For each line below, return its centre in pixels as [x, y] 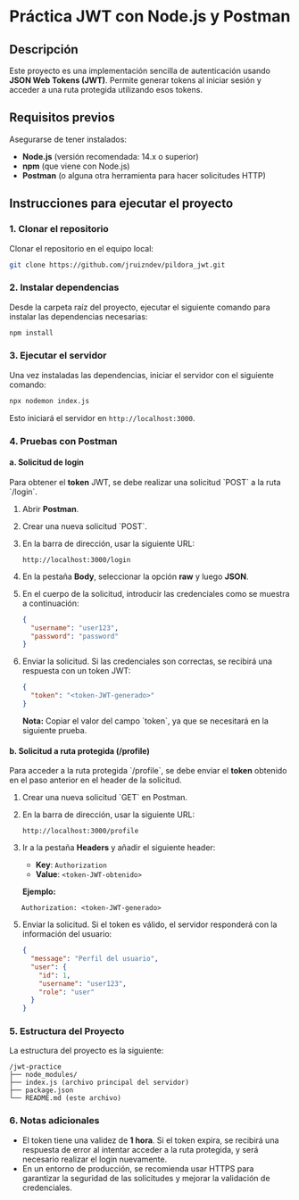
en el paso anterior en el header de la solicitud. [96, 780]
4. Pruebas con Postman [63, 441]
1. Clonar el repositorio [59, 229]
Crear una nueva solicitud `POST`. [84, 526]
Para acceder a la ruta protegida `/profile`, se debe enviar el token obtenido [148, 771]
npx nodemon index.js [50, 401]
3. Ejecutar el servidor [58, 356]
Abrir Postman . [50, 509]
